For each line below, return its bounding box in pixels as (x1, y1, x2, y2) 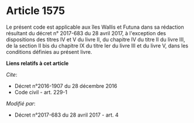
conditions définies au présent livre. (6, 48, 92, 55)
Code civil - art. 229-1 (14, 88, 68, 95)
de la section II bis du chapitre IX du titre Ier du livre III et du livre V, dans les (6, 42, 189, 49)
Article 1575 (6, 4, 65, 18)
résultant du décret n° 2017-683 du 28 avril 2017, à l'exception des (6, 29, 167, 36)
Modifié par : (6, 100, 36, 107)
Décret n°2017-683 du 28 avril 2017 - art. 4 (14, 111, 119, 118)
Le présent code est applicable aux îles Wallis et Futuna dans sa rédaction (6, 23, 184, 30)
